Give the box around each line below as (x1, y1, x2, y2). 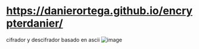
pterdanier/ (6, 17, 64, 30)
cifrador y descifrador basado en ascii (6, 36, 100, 43)
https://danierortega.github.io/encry (6, 4, 192, 18)
